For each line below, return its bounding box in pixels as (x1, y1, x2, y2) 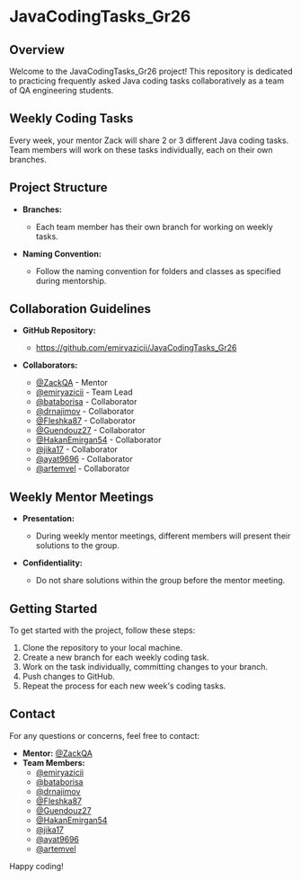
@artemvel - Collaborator (35, 463, 130, 474)
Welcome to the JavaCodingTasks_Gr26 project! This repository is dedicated (9, 66, 294, 76)
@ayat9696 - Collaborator (35, 454, 133, 465)
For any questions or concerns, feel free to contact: (9, 730, 200, 741)
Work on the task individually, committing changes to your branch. (22, 662, 268, 672)
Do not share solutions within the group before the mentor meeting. (35, 575, 286, 586)
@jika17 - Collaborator (35, 444, 119, 455)
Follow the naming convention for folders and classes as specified (35, 265, 281, 276)
